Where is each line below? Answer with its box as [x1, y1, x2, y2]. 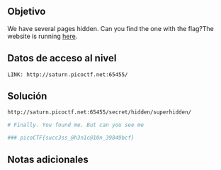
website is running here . [7, 32, 78, 40]
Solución [7, 90, 47, 102]
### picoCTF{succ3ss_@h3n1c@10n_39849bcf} [7, 134, 135, 142]
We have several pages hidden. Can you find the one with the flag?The [7, 24, 215, 32]
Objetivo [7, 6, 46, 18]
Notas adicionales [7, 154, 89, 166]
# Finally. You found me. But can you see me [7, 121, 144, 129]
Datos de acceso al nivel [7, 52, 117, 64]
